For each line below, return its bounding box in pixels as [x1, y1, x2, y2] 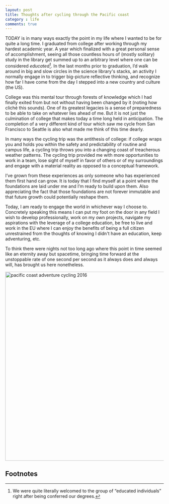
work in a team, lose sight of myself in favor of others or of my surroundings [5, 157, 163, 163]
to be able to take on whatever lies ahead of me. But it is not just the [5, 110, 146, 116]
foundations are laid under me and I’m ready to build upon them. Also [5, 183, 149, 189]
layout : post [5, 7, 33, 13]
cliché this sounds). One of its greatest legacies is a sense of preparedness [5, 104, 161, 111]
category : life [5, 17, 39, 22]
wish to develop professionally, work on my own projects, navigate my [5, 214, 151, 220]
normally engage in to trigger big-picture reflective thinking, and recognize [5, 74, 160, 80]
